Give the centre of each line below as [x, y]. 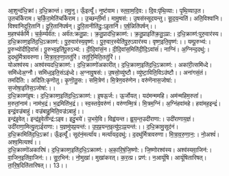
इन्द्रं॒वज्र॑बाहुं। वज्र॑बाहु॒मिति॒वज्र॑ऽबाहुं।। [46, 111]
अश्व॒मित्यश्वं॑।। [25, 142]
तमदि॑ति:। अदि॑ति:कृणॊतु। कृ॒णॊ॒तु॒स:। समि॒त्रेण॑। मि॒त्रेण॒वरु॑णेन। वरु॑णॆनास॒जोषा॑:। [92, 80]
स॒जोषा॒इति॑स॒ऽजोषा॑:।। [32, 88]
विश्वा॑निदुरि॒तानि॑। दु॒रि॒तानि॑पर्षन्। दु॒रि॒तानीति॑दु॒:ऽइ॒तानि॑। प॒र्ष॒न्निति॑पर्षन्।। [82, 26]
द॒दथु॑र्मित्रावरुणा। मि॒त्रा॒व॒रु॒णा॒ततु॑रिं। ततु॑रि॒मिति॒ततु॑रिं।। [64, 57]
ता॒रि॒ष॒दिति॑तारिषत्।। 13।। [38, 165]
